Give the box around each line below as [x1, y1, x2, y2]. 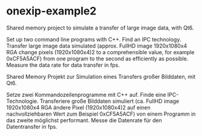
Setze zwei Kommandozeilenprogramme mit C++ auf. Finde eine [6, 91, 166, 98]
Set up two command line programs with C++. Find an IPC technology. [6, 36, 181, 43]
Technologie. [6, 97, 39, 105]
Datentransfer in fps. [6, 123, 58, 130]
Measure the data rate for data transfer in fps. [6, 61, 120, 69]
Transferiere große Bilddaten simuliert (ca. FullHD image [39, 97, 180, 105]
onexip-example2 [6, 4, 96, 18]
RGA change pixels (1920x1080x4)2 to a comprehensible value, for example [6, 48, 195, 55]
